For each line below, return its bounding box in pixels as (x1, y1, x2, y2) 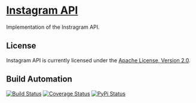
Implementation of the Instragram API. (6, 23, 100, 31)
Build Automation (6, 74, 73, 84)
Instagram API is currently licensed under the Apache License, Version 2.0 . (6, 56, 191, 63)
